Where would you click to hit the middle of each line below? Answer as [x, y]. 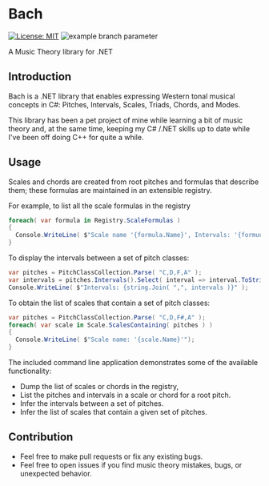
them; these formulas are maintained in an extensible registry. [110, 190]
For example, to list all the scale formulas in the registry [99, 206]
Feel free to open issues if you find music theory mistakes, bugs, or [131, 464]
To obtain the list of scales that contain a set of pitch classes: [109, 303]
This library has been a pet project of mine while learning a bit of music [126, 120]
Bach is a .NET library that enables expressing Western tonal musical [122, 96]
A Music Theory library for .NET [61, 51]
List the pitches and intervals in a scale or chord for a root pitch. [125, 395]
